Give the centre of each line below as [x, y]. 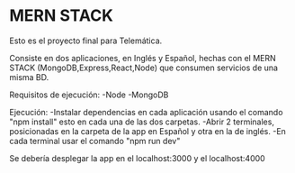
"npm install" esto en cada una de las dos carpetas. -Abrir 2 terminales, [142, 122]
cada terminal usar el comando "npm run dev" [95, 141]
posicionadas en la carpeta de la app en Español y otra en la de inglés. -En [147, 131]
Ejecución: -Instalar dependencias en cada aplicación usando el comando [146, 112]
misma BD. [29, 77]
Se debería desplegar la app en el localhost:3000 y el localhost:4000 [137, 158]
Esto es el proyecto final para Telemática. [86, 41]
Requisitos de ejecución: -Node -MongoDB [89, 95]
